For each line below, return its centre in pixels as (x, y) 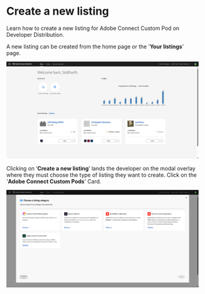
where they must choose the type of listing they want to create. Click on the (102, 175)
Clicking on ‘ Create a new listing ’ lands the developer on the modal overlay (101, 168)
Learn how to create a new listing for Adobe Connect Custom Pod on (93, 28)
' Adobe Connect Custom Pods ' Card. (54, 181)
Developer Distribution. (35, 34)
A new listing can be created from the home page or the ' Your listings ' (95, 46)
